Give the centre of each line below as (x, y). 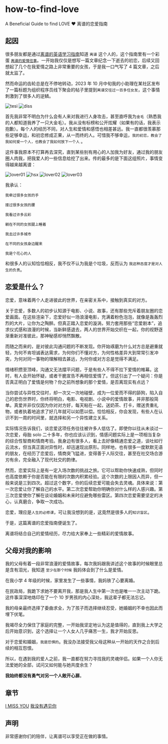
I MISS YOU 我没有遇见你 (31, 706)
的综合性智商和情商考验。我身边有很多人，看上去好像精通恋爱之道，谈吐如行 (84, 441)
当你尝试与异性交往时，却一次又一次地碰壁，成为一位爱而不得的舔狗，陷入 (82, 393)
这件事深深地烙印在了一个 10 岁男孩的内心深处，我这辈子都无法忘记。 (77, 597)
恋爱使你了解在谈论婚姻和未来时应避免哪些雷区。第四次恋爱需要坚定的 (86, 495)
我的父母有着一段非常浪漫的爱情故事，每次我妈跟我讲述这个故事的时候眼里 (82, 564)
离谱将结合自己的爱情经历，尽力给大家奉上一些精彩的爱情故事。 (71, 533)
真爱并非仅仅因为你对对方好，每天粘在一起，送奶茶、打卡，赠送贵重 (84, 405)
